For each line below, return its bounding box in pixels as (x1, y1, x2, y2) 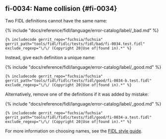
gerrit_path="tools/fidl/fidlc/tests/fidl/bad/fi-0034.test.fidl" (5, 41, 145, 46)
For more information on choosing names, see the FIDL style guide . (5, 128, 143, 134)
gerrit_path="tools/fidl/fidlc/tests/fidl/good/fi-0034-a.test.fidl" (5, 115, 152, 120)
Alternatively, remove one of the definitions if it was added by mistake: (5, 91, 149, 97)
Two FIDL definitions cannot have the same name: (5, 17, 108, 23)
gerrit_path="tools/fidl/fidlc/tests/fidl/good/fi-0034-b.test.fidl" (5, 78, 152, 83)
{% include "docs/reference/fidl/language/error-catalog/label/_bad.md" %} (5, 27, 159, 33)
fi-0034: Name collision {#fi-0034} (5, 4, 117, 13)
